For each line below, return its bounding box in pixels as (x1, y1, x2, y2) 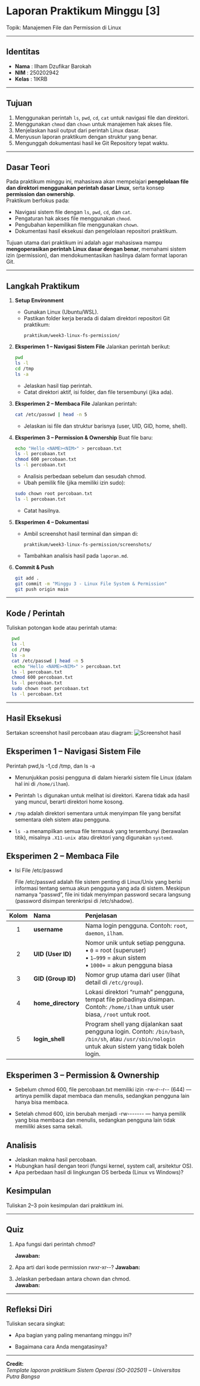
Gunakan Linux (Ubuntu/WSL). (23, 308, 99, 315)
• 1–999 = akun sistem (85, 954, 146, 962)
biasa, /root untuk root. (85, 1010, 151, 1019)
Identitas (6, 47, 40, 57)
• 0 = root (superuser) (85, 946, 147, 955)
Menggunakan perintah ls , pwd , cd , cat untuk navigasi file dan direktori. (14, 114, 189, 121)
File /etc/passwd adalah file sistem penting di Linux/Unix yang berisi (14, 878, 183, 886)
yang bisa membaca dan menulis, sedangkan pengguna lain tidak (14, 1116, 176, 1124)
